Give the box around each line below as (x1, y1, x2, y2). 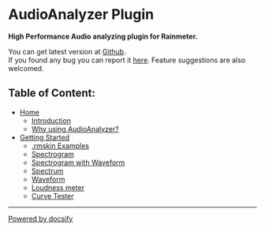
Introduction (31, 116, 72, 125)
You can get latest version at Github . (8, 47, 126, 56)
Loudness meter (31, 183, 85, 192)
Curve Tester (31, 191, 74, 200)
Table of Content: (8, 87, 96, 100)
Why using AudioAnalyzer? (31, 124, 120, 133)
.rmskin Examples (31, 140, 89, 151)
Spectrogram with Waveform (31, 158, 125, 167)
